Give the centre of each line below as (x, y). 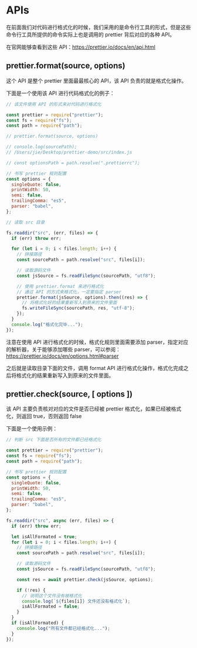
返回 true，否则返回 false (52, 416)
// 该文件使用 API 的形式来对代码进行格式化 (54, 104)
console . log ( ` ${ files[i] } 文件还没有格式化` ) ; (76, 601)
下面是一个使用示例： (32, 429)
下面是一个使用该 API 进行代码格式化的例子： (61, 93)
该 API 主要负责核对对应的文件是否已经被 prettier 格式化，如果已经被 (89, 409)
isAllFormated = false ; (51, 607)
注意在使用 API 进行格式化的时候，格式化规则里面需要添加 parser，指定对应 (97, 342)
